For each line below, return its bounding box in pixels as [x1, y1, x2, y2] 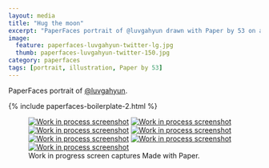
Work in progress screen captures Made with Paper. [28, 150, 200, 160]
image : [8, 34, 30, 42]
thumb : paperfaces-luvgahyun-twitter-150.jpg [15, 49, 171, 57]
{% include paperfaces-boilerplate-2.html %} [8, 101, 158, 110]
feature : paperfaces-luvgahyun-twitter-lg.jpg [15, 42, 174, 50]
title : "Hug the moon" [8, 19, 84, 27]
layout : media [8, 11, 56, 20]
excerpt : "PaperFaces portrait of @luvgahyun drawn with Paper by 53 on [8, 26, 256, 34]
